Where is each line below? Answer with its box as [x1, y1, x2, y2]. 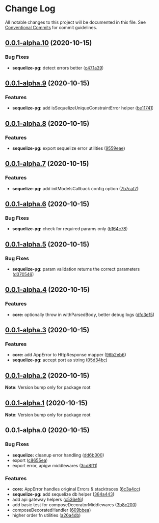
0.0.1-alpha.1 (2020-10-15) [5, 399, 88, 407]
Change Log [5, 3, 55, 14]
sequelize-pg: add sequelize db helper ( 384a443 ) [12, 491, 115, 497]
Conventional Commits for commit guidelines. [5, 24, 97, 30]
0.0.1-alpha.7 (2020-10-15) [5, 160, 89, 168]
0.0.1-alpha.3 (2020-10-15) [5, 326, 90, 334]
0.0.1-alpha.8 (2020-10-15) [5, 119, 90, 128]
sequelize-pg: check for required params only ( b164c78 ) [12, 226, 128, 232]
